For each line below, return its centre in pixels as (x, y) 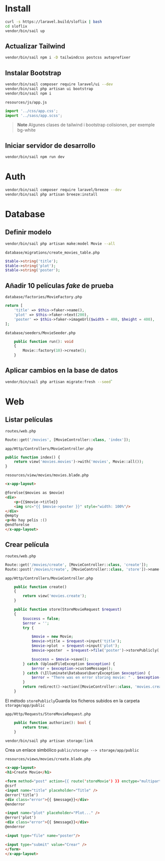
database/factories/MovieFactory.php (44, 297)
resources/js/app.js (26, 102)
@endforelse (17, 525)
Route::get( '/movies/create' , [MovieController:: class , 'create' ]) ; (77, 564)
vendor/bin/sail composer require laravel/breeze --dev (63, 190)
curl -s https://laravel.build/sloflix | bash (54, 22)
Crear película (27, 545)
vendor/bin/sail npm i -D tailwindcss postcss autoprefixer (68, 58)
